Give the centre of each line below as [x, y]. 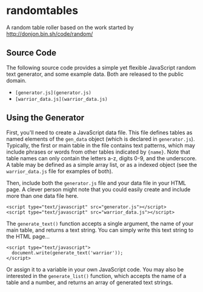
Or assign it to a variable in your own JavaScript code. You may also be [95, 269]
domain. [16, 80]
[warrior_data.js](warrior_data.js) [61, 99]
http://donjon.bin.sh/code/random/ [50, 33]
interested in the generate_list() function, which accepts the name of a [96, 276]
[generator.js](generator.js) [53, 93]
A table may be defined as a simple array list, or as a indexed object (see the [102, 165]
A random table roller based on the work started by [70, 27]
